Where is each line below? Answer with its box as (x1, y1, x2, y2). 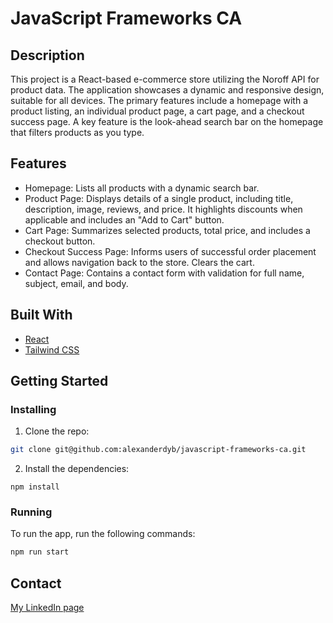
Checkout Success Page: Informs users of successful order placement (24, 245, 317, 257)
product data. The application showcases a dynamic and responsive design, (10, 84, 325, 96)
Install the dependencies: (24, 463, 130, 475)
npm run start (10, 547, 70, 557)
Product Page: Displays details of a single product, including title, (24, 192, 294, 204)
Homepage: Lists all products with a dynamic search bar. (24, 182, 260, 194)
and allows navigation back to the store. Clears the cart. (24, 256, 255, 268)
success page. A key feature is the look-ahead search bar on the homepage (10, 116, 324, 127)
